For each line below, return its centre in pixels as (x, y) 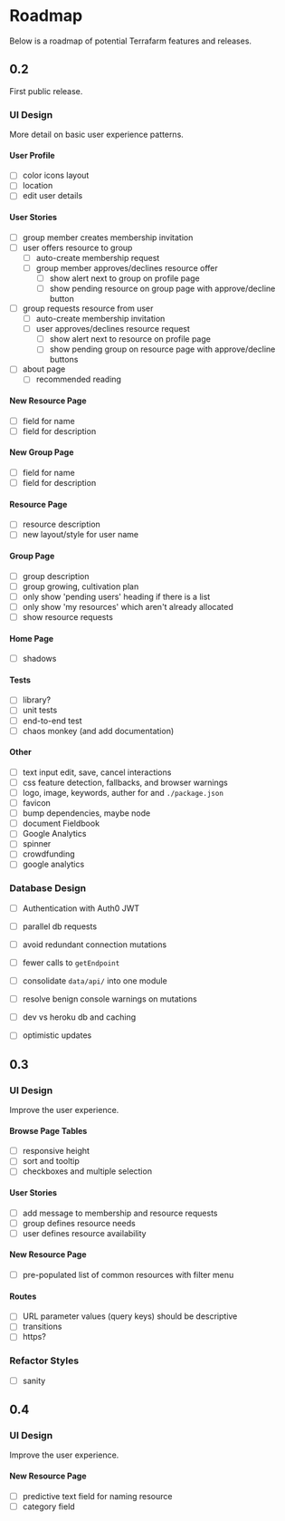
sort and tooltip (51, 1161)
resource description (62, 524)
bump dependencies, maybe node (86, 813)
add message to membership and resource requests (120, 1213)
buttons (64, 360)
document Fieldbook (61, 823)
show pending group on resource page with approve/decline (162, 349)
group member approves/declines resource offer (127, 267)
